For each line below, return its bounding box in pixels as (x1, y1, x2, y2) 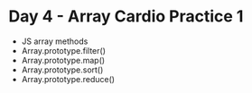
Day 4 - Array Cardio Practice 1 (8, 6, 244, 27)
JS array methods (21, 36, 89, 46)
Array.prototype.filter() (21, 45, 106, 55)
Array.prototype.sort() (21, 64, 104, 75)
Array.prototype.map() (21, 55, 106, 65)
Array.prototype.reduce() (21, 73, 115, 84)
